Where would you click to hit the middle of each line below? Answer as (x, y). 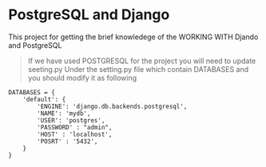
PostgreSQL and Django (89, 15)
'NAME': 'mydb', (64, 113)
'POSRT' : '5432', (67, 141)
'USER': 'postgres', (71, 120)
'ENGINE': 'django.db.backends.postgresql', (112, 106)
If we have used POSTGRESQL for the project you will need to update (142, 61)
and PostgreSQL (35, 45)
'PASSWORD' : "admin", (75, 127)
